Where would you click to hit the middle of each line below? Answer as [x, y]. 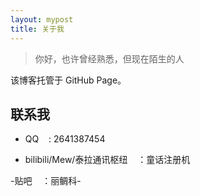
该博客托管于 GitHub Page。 [68, 80]
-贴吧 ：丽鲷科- [46, 181]
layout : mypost [42, 19]
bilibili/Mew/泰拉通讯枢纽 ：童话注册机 [107, 160]
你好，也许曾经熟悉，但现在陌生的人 [109, 58]
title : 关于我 [37, 29]
